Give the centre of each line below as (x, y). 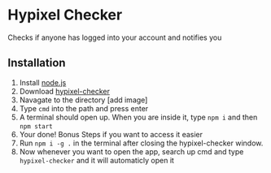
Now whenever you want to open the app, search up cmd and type (131, 151)
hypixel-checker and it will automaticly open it (96, 160)
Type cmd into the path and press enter (84, 108)
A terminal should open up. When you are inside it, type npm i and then (138, 117)
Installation (37, 63)
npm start (36, 126)
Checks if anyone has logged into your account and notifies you (115, 37)
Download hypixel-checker (65, 91)
